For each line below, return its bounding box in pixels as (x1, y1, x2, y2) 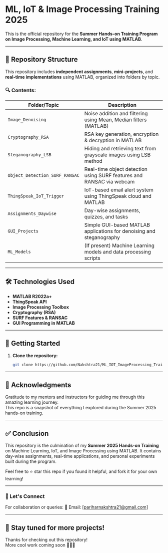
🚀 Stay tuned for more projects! (5, 523, 105, 532)
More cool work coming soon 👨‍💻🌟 (5, 542, 75, 548)
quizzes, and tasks (84, 213, 128, 220)
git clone (12, 362, 33, 367)
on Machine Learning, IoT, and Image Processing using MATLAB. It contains (5, 448, 161, 454)
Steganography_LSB (7, 152, 51, 158)
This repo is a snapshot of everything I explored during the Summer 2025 (5, 405, 156, 411)
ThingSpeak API (12, 299, 47, 305)
